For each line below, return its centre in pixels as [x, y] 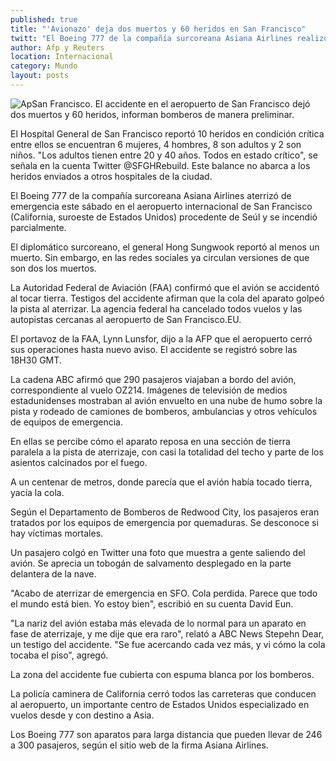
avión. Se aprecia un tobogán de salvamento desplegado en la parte [151, 563]
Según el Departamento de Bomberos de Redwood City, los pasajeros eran [165, 512]
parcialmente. [38, 227]
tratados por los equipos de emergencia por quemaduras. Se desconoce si [164, 522]
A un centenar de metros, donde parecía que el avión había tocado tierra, [161, 482]
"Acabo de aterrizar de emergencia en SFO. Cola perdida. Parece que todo [164, 593]
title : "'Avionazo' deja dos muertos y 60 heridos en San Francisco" [158, 29]
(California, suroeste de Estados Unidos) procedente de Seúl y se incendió [164, 217]
